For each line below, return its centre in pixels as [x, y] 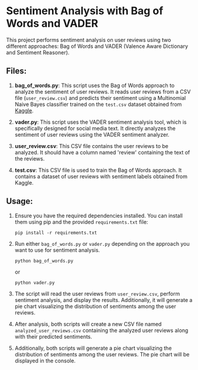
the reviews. [30, 159]
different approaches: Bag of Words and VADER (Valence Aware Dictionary [97, 46]
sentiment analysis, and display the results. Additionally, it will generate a [103, 300]
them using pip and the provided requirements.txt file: [81, 222]
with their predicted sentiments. [53, 336]
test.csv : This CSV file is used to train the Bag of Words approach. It [98, 170]
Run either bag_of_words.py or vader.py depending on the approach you [102, 243]
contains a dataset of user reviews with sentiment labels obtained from [101, 176]
